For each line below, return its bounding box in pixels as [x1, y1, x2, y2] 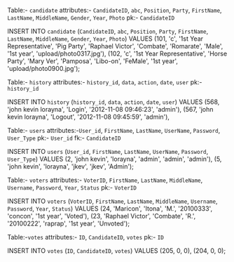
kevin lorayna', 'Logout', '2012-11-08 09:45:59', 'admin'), [7, 112, 170, 121]
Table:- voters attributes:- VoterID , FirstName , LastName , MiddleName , [7, 176, 203, 184]
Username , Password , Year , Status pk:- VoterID [7, 183, 137, 192]
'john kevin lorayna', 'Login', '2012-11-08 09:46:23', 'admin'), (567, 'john [7, 105, 214, 113]
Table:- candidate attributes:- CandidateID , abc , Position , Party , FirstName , [7, 6, 222, 14]
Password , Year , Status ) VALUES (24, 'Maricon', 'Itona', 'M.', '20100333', [7, 204, 212, 213]
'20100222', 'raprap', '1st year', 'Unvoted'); [7, 219, 130, 228]
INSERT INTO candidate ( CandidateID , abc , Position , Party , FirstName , [7, 27, 209, 35]
